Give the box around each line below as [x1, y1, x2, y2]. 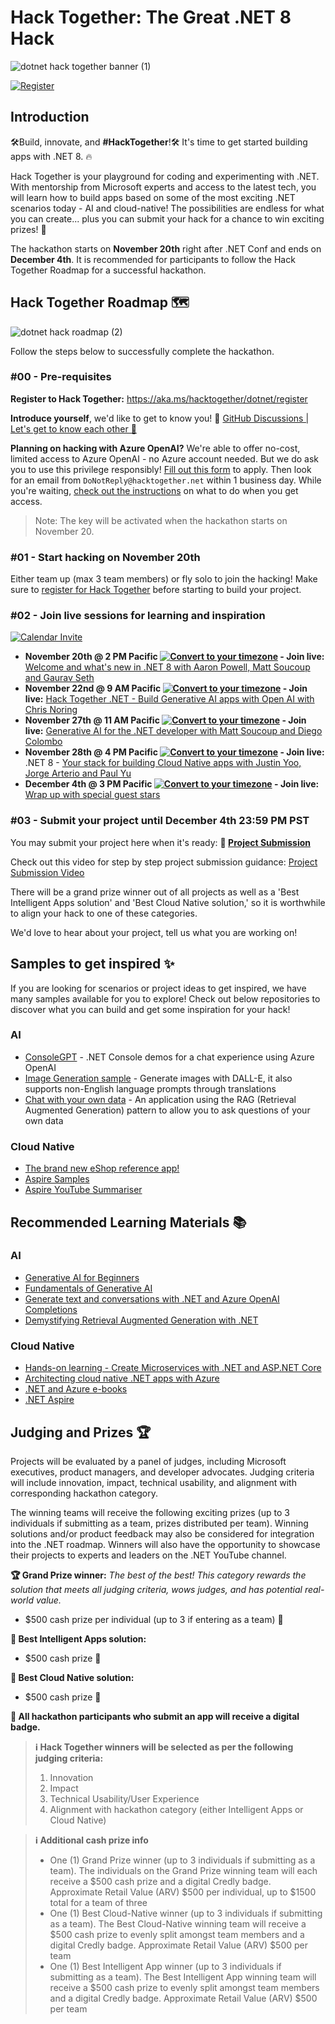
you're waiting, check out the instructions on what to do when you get [10, 484, 299, 496]
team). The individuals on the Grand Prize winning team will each [49, 1864, 318, 1876]
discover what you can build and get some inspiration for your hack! [10, 1003, 291, 1015]
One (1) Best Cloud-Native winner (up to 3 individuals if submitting [49, 1907, 323, 1919]
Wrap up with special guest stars [24, 789, 161, 801]
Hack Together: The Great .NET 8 [10, 6, 292, 29]
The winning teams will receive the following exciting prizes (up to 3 [10, 1506, 290, 1518]
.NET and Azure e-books [24, 1383, 128, 1395]
